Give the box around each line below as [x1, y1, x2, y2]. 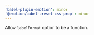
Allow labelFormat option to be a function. [5, 24, 88, 30]
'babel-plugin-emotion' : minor [5, 7, 68, 12]
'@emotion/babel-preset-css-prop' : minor [5, 12, 90, 16]
